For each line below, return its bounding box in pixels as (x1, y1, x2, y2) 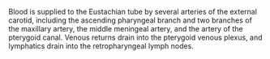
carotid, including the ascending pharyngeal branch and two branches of (8, 15, 253, 25)
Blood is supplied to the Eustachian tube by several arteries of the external (8, 7, 258, 16)
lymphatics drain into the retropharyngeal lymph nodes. (8, 41, 195, 51)
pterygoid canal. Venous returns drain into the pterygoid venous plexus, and (8, 32, 263, 42)
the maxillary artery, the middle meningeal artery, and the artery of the (8, 24, 243, 33)
